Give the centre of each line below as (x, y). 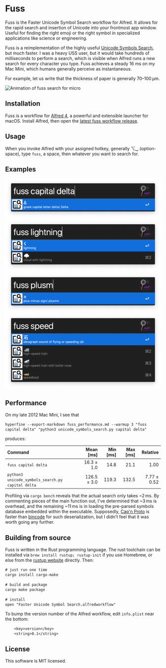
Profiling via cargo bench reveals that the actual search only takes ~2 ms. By (82, 496)
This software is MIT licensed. (36, 661)
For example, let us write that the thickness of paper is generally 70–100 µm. (83, 78)
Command (18, 452)
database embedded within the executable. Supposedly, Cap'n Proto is (77, 512)
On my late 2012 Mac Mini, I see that (42, 415)
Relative (150, 452)
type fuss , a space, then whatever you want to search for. (80, 154)
